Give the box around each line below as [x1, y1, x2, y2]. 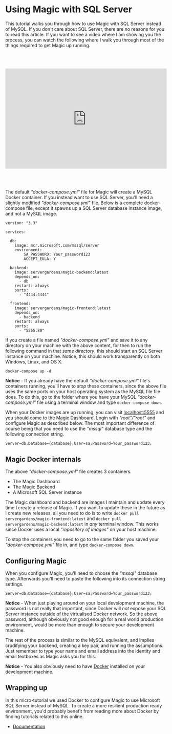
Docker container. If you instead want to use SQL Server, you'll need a [5, 195, 153, 201]
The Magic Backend [12, 484, 55, 490]
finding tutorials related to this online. [5, 713, 84, 720]
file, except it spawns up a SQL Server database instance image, [26, 205, 162, 211]
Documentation [12, 723, 46, 729]
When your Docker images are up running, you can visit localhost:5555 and [5, 409, 164, 416]
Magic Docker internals [5, 455, 81, 464]
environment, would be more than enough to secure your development [5, 622, 155, 628]
